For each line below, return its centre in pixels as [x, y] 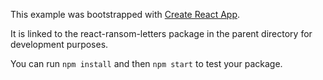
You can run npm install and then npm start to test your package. [146, 63]
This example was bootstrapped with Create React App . [125, 14]
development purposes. [59, 44]
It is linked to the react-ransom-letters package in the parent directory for [161, 33]
